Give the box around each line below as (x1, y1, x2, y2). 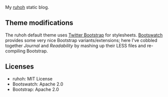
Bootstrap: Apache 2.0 (12, 86, 59, 92)
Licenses (5, 62, 34, 71)
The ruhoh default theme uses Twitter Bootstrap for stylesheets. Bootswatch (5, 32, 163, 38)
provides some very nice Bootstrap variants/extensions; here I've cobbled (5, 37, 157, 43)
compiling (5, 47, 26, 54)
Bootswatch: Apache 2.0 (12, 81, 63, 87)
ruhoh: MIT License (12, 75, 52, 81)
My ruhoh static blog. (5, 4, 49, 10)
